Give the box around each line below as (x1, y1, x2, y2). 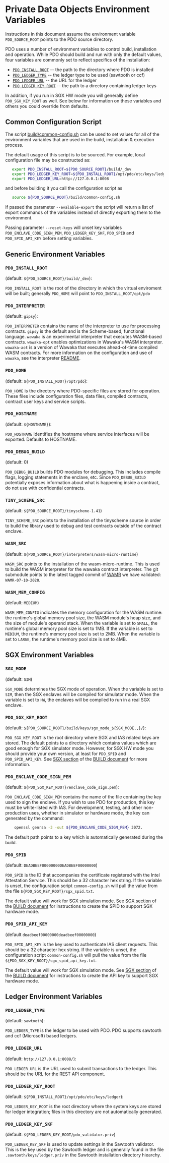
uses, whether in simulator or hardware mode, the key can (29, 810, 150, 816)
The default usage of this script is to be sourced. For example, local (5, 151, 145, 157)
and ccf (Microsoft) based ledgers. (5, 1033, 77, 1039)
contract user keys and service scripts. (5, 398, 87, 404)
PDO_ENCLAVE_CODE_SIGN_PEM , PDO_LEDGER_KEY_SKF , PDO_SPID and (5, 230, 134, 236)
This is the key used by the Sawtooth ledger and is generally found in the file (5, 1146, 164, 1153)
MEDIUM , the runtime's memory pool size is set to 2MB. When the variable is (5, 631, 160, 637)
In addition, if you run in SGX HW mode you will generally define (5, 92, 138, 98)
